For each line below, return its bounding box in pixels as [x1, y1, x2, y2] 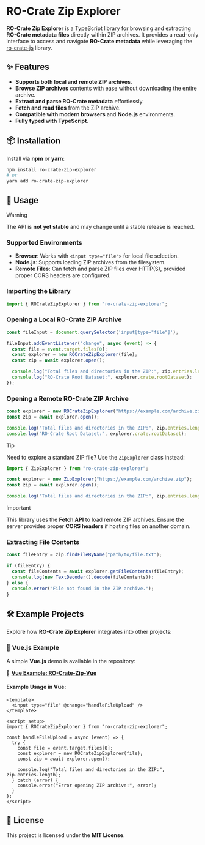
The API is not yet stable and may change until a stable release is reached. [6, 223, 195, 230]
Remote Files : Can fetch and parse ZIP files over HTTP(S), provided [15, 265, 186, 273]
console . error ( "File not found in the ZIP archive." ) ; [12, 586, 154, 592]
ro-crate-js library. [6, 44, 53, 51]
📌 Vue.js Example [6, 644, 60, 652]
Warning [6, 211, 27, 218]
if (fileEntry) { [6, 563, 51, 569]
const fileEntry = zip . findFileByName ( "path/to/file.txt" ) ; [6, 552, 163, 558]
